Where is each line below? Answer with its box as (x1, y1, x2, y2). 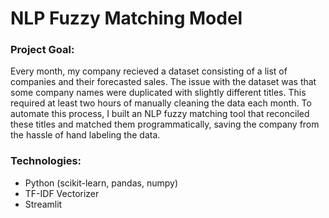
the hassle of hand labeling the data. (10, 129, 161, 141)
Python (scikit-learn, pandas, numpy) (24, 177, 178, 189)
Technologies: (10, 154, 82, 168)
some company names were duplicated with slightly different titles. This (10, 87, 307, 99)
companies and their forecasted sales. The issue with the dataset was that (10, 76, 317, 88)
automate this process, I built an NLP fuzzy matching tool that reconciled (10, 108, 310, 120)
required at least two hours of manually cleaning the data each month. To (10, 97, 312, 109)
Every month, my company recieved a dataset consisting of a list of (10, 65, 288, 77)
